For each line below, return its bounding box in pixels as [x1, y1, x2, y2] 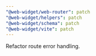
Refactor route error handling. [5, 43, 80, 50]
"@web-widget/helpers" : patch [5, 15, 83, 21]
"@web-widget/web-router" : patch [5, 9, 91, 15]
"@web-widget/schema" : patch [5, 20, 80, 26]
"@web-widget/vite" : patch [5, 26, 74, 32]
